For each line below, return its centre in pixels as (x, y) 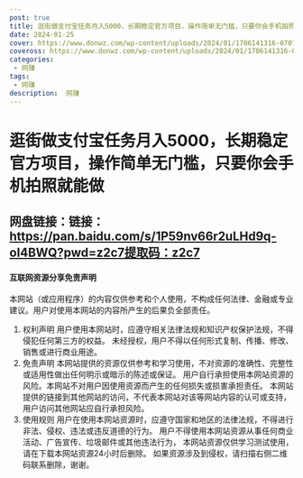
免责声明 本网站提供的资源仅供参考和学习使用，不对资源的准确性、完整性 (158, 363)
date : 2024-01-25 (42, 34)
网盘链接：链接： (57, 222)
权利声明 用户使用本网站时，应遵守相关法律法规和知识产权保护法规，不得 (158, 329)
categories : (32, 60)
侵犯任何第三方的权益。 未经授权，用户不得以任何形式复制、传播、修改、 (158, 341)
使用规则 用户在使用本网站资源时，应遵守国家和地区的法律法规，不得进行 (158, 419)
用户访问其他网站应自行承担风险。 (86, 409)
